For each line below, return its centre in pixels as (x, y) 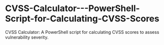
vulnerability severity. (27, 37)
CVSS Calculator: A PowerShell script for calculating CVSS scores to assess (82, 32)
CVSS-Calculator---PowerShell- (73, 8)
